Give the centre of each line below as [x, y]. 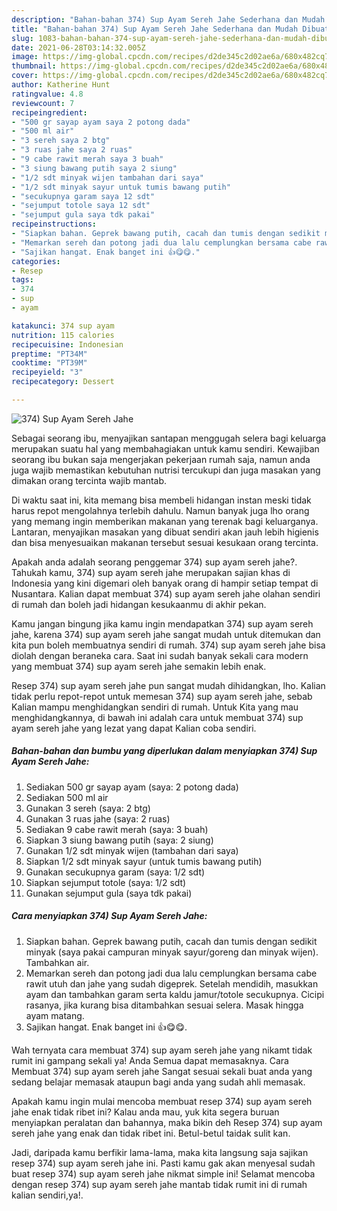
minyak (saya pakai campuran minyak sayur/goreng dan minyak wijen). [172, 952]
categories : [36, 261]
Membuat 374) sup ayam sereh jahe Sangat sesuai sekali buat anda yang [162, 1071]
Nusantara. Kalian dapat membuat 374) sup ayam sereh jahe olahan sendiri [166, 593]
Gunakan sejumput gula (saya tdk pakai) [109, 893]
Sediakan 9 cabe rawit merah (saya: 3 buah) [117, 829]
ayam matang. [55, 1015]
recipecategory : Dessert [63, 382]
